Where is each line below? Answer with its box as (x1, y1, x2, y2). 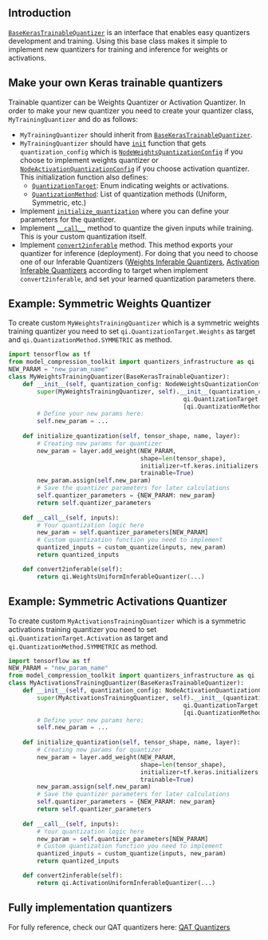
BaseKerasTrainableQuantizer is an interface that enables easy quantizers (8, 27, 250, 37)
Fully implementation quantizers (8, 901, 173, 914)
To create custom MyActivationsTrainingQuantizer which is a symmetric (8, 616, 246, 626)
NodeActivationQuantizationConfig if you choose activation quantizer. (19, 164, 250, 173)
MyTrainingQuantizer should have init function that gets (19, 138, 207, 148)
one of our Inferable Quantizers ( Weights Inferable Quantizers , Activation (19, 257, 260, 267)
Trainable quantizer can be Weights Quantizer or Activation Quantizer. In (8, 97, 246, 107)
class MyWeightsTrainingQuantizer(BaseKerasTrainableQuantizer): (8, 373, 230, 381)
